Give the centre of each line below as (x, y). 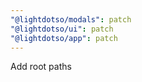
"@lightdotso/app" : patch (64, 38)
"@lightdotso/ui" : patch (62, 29)
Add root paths (41, 67)
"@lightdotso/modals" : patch (71, 19)
